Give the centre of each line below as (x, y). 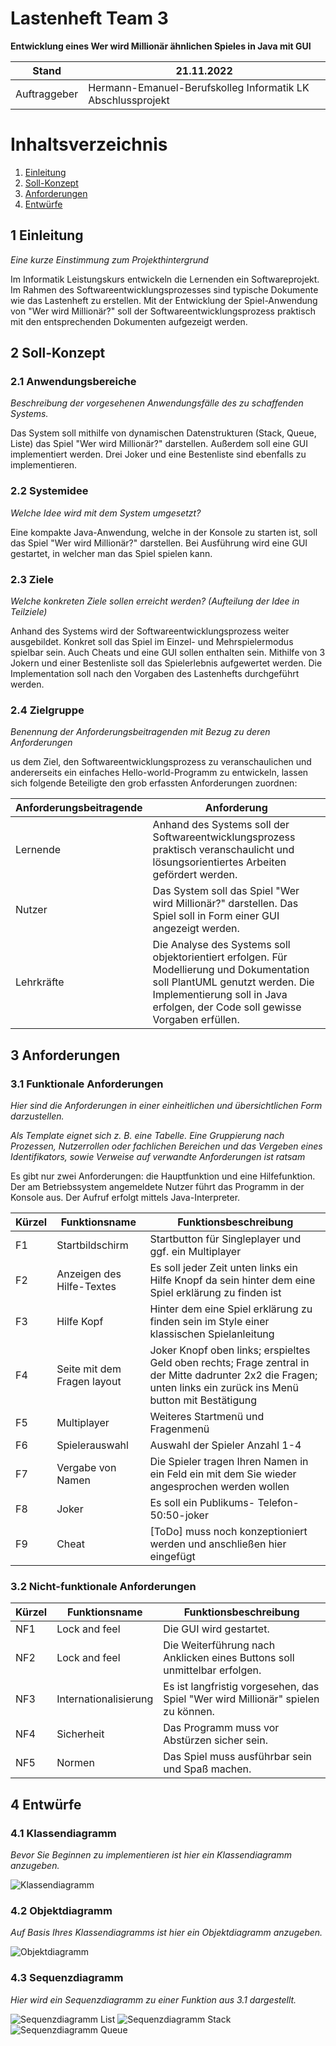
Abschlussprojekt (129, 100)
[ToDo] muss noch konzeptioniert (228, 1531)
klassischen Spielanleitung (212, 1334)
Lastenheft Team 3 (89, 18)
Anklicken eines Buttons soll (229, 1658)
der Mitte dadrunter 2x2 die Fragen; (233, 1375)
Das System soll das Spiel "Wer (226, 891)
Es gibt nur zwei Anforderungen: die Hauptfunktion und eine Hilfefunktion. (163, 1176)
